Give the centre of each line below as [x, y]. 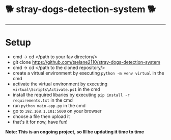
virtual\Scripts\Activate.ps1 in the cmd [56, 89]
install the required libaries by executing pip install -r [71, 95]
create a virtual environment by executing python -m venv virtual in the [88, 73]
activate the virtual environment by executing [60, 84]
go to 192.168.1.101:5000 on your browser [57, 111]
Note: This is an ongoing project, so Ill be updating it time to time [75, 132]
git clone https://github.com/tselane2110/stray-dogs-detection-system [86, 62]
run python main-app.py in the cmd [49, 105]
